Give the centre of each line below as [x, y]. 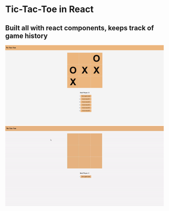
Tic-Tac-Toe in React [50, 9]
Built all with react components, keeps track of [80, 28]
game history [26, 36]
